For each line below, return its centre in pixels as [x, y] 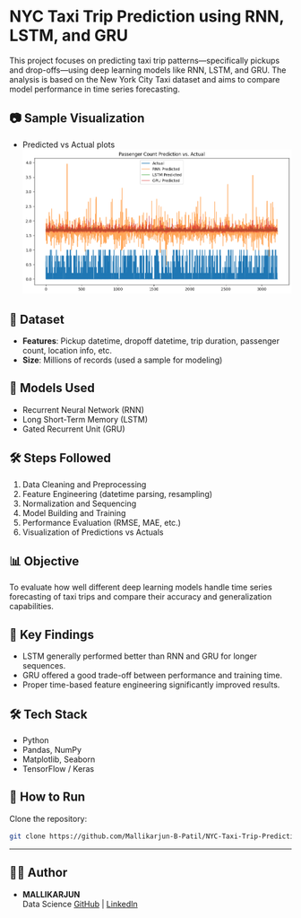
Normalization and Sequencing [79, 503]
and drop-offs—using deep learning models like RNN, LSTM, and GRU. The [148, 70]
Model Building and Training [74, 512]
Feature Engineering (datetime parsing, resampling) [117, 494]
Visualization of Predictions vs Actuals [93, 532]
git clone [28, 836]
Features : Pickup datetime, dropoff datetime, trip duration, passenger [151, 341]
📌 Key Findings [52, 634]
